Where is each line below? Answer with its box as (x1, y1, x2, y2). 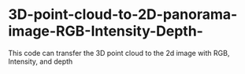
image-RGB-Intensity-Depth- (8, 22, 203, 40)
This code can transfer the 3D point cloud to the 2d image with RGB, (8, 48, 230, 57)
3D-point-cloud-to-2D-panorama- (8, 6, 238, 24)
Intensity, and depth (8, 57, 73, 66)
